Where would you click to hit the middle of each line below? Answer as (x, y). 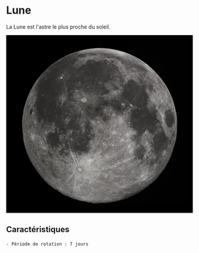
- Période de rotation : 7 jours (47, 244)
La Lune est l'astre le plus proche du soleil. (58, 27)
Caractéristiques (38, 230)
